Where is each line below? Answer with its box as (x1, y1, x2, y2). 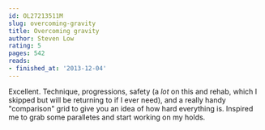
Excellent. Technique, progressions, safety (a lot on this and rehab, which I (8, 86, 258, 96)
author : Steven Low (8, 34, 75, 43)
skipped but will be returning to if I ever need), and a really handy (8, 94, 227, 105)
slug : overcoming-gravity (8, 19, 96, 27)
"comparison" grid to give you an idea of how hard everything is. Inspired (8, 103, 254, 113)
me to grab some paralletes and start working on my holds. (8, 112, 206, 122)
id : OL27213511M (8, 11, 63, 20)
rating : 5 (8, 42, 42, 50)
